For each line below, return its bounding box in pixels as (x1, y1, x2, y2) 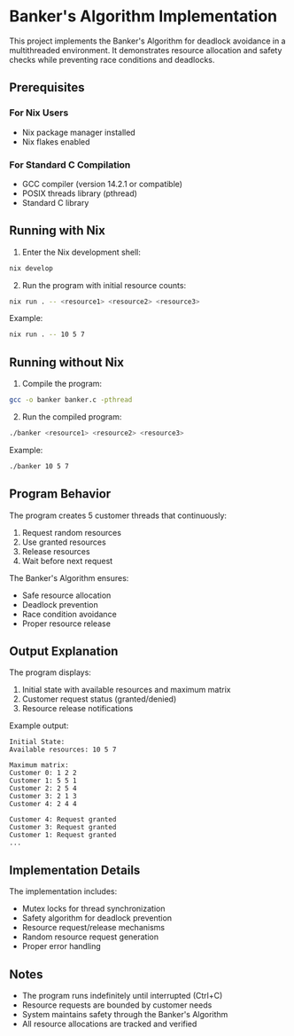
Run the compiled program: (21, 412, 122, 422)
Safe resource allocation (21, 590, 112, 600)
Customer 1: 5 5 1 (9, 776, 77, 786)
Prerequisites (9, 80, 85, 95)
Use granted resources (21, 537, 106, 547)
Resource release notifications (21, 703, 134, 714)
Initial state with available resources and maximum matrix (21, 685, 231, 695)
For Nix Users (9, 106, 69, 119)
